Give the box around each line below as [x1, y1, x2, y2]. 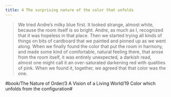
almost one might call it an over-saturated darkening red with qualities [17, 59, 165, 65]
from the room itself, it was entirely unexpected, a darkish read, [17, 54, 152, 60]
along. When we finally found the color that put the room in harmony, [17, 43, 163, 49]
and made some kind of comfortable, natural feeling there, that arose [17, 48, 164, 55]
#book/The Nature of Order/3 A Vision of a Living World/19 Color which [5, 80, 156, 86]
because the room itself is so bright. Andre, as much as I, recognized [17, 27, 164, 33]
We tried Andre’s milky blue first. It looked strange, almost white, [17, 21, 154, 28]
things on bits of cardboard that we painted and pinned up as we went [17, 38, 166, 44]
